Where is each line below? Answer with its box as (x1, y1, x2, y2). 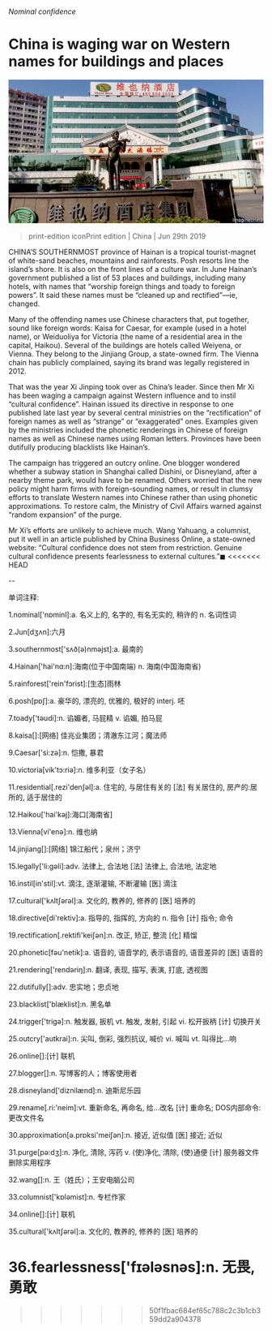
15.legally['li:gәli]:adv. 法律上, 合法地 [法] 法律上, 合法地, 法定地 (8, 861, 217, 872)
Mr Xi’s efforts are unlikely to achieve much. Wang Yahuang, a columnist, (8, 526, 251, 536)
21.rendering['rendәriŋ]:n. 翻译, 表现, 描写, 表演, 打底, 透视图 (8, 965, 208, 975)
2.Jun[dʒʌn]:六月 (8, 627, 66, 637)
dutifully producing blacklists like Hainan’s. (8, 442, 151, 452)
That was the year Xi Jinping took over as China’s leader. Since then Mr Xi (8, 382, 255, 392)
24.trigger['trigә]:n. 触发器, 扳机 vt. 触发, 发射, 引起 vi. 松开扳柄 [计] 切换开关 (8, 1017, 261, 1027)
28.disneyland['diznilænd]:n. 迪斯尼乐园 (8, 1086, 142, 1096)
